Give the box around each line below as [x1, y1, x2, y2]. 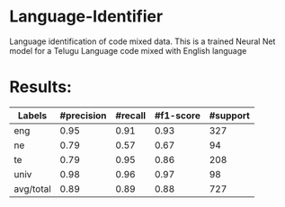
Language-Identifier [9, 6, 164, 27]
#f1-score [154, 109, 200, 122]
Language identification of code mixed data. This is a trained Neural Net [9, 36, 276, 47]
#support [209, 109, 250, 122]
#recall [115, 109, 147, 122]
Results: [9, 77, 72, 98]
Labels [17, 109, 48, 122]
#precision [59, 109, 107, 122]
